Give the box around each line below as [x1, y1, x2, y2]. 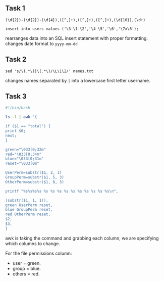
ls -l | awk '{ [5, 115, 37, 120]
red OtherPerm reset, [5, 212, 51, 217]
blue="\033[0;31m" [5, 156, 44, 161]
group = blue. [12, 265, 41, 271]
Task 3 [5, 92, 27, 101]
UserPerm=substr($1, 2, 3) [5, 170, 62, 175]
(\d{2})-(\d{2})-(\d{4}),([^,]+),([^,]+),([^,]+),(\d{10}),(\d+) [5, 17, 145, 22]
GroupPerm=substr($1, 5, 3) [5, 175, 65, 180]
